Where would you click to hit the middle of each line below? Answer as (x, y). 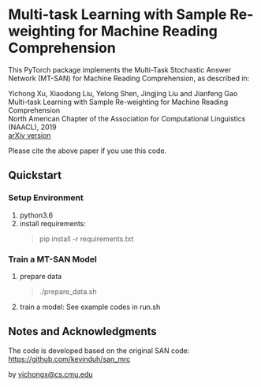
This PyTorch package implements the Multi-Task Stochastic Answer (119, 69)
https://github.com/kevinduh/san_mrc (69, 359)
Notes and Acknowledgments (83, 331)
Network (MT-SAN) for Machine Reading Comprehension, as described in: (129, 78)
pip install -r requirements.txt (86, 239)
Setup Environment (46, 198)
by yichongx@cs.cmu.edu (50, 374)
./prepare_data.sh (68, 291)
